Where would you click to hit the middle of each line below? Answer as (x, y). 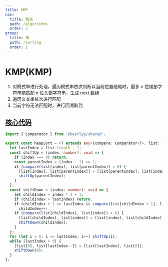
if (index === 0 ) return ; (41, 157)
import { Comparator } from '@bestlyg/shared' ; (56, 134)
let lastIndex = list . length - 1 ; (45, 148)
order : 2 (19, 47)
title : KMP (16, 10)
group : (12, 33)
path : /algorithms (29, 24)
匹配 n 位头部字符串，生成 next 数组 (62, 93)
